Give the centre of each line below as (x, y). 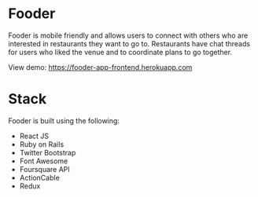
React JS (34, 136)
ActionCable (40, 177)
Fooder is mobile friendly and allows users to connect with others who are (128, 35)
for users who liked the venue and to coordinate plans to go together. (120, 52)
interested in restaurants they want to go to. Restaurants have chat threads (129, 43)
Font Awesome (44, 161)
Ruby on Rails (42, 144)
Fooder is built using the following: (64, 120)
